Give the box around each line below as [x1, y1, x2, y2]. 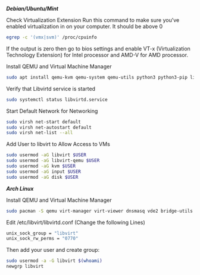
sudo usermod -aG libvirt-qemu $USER [6, 157, 100, 164]
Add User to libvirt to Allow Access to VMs [6, 141, 110, 148]
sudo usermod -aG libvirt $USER [6, 152, 86, 158]
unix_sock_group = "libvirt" [6, 230, 79, 236]
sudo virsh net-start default [6, 119, 82, 125]
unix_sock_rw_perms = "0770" [6, 236, 79, 242]
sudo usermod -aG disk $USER [6, 174, 79, 180]
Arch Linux [6, 185, 34, 192]
